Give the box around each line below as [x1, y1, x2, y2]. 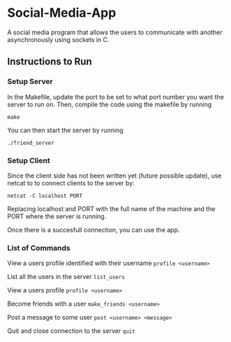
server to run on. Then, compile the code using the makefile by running [7, 100, 212, 108]
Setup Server [7, 77, 54, 87]
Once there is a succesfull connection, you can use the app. [7, 225, 180, 234]
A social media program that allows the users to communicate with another [7, 28, 223, 36]
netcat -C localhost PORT [7, 192, 82, 199]
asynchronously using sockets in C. [7, 35, 110, 43]
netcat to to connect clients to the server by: [7, 178, 135, 187]
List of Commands [7, 243, 71, 252]
